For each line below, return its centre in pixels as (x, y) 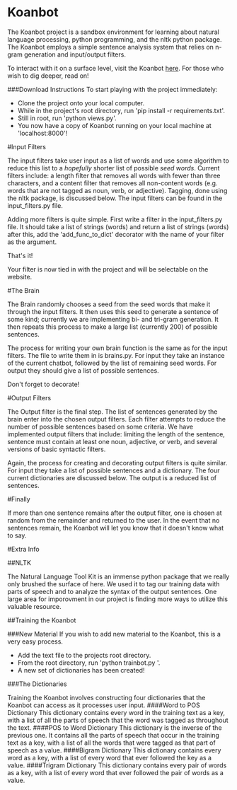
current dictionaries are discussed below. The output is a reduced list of (112, 477)
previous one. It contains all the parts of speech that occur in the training (113, 735)
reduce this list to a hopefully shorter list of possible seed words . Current (114, 168)
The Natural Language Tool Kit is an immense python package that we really (118, 576)
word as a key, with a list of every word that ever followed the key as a (110, 757)
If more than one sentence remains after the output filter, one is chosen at (115, 513)
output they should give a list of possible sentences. (83, 370)
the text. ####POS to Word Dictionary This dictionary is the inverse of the (115, 727)
